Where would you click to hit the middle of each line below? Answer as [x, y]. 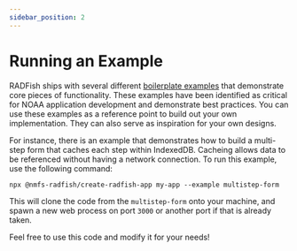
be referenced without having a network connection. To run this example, [143, 159]
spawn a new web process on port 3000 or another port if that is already [141, 210]
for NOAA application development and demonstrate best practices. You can [149, 104]
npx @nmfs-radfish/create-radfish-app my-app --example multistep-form [144, 185]
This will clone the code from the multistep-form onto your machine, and [142, 201]
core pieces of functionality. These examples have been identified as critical [148, 95]
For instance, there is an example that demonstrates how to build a [131, 140]
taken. [21, 220]
